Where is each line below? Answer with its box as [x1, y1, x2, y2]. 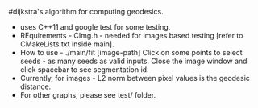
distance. [19, 82, 52, 91]
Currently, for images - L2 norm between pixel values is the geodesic [19, 74, 250, 82]
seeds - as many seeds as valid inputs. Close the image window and [19, 56, 248, 66]
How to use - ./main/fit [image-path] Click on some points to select [19, 48, 243, 57]
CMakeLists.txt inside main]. [19, 39, 114, 49]
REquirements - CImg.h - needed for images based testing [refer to [19, 31, 243, 40]
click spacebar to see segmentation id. [19, 65, 149, 74]
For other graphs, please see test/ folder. [19, 90, 156, 99]
